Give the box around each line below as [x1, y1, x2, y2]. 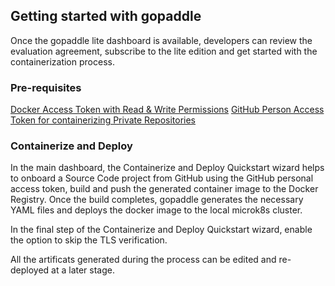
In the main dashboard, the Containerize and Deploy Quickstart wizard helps [10, 162, 325, 174]
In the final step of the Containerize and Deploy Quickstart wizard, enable [10, 224, 313, 236]
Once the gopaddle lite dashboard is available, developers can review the [10, 34, 313, 46]
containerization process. [10, 55, 115, 68]
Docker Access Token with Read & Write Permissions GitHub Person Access [10, 104, 325, 116]
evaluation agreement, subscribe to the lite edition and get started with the [10, 45, 318, 57]
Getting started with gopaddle [10, 8, 202, 25]
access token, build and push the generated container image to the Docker [10, 183, 319, 195]
